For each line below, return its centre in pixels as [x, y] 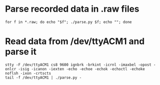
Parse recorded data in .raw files [72, 9]
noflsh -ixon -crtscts [28, 73]
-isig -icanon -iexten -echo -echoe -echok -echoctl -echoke [81, 69]
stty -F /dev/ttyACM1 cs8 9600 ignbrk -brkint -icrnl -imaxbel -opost [78, 64]
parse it [21, 52]
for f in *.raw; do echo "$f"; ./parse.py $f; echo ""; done [69, 22]
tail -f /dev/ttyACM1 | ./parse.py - [43, 77]
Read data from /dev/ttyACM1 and [75, 41]
